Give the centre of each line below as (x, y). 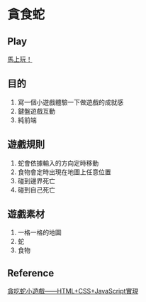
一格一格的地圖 (39, 232)
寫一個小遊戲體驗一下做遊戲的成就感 (71, 102)
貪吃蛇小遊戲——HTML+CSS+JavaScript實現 (73, 291)
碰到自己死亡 (36, 190)
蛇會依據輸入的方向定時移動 (58, 163)
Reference (31, 273)
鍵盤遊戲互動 (36, 111)
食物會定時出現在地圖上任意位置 (64, 172)
